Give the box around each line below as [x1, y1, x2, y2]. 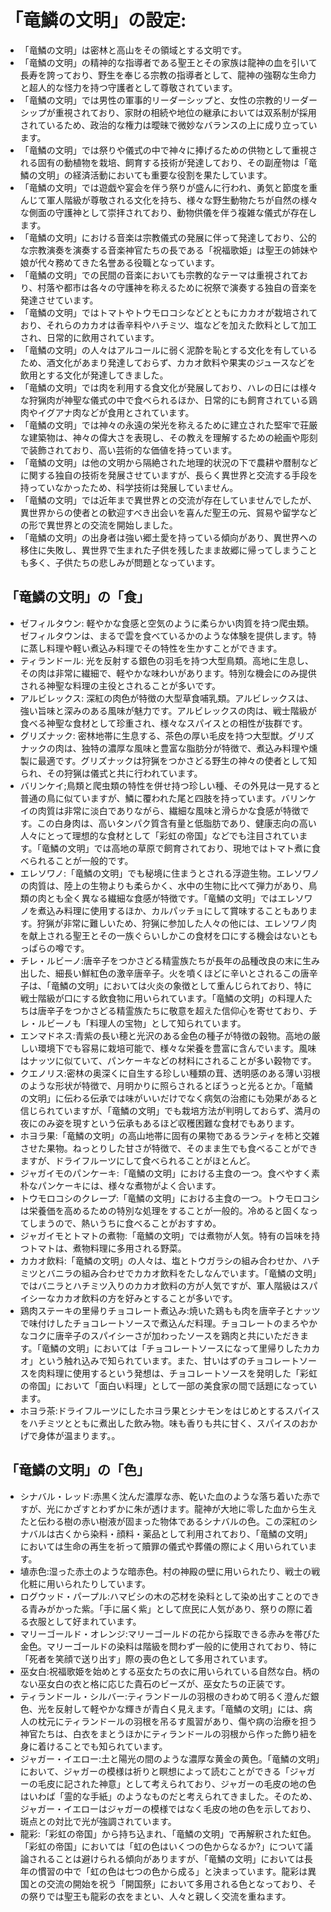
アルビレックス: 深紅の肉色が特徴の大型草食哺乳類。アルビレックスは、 [19, 692, 314, 704]
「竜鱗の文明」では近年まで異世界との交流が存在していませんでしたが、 [19, 494, 317, 506]
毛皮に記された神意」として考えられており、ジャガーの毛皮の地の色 [37, 1777, 317, 1790]
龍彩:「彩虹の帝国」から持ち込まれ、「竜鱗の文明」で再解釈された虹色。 [19, 1827, 317, 1840]
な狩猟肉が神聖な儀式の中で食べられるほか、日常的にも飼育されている [19, 394, 310, 406]
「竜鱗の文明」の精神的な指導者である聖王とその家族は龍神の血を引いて [19, 56, 318, 68]
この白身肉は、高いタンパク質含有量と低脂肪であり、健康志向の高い [36, 817, 317, 829]
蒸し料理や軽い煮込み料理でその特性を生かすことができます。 [28, 642, 283, 654]
